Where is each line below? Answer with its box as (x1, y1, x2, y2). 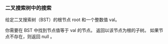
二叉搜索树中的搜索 (5, 4, 52, 11)
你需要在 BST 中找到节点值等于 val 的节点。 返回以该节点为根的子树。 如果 (5, 27, 159, 33)
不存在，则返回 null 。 (9, 33, 55, 39)
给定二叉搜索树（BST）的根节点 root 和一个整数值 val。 (5, 16, 120, 23)
